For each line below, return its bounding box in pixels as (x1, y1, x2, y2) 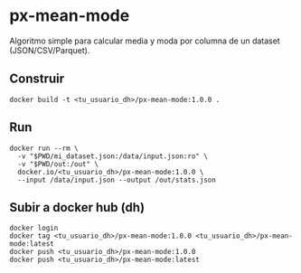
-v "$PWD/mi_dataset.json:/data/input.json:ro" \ (17, 151, 208, 161)
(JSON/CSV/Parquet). (9, 44, 90, 55)
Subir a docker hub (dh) (9, 200, 146, 215)
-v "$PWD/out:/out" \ (17, 159, 99, 168)
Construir (9, 71, 65, 87)
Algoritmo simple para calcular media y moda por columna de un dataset (9, 35, 280, 46)
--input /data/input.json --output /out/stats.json (17, 175, 217, 184)
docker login (9, 223, 59, 233)
